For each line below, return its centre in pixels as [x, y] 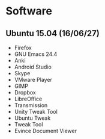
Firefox [23, 48]
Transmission [31, 105]
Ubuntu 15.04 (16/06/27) [52, 33]
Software [29, 11]
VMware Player [33, 80]
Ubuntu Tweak [32, 118]
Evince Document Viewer [46, 131]
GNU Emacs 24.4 [36, 54]
